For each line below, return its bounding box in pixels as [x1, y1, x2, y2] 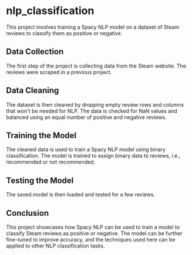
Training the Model [6, 130, 77, 140]
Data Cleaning [6, 86, 59, 96]
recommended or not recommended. [6, 158, 96, 165]
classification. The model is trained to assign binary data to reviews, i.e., [6, 152, 181, 159]
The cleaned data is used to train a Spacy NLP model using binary [6, 146, 166, 153]
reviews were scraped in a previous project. [6, 69, 112, 76]
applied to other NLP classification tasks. [6, 242, 105, 249]
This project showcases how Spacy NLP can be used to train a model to [6, 224, 180, 230]
